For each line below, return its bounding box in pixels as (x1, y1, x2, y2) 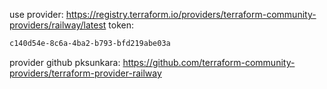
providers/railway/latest (9, 19, 107, 31)
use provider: (9, 9, 64, 20)
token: (108, 19, 135, 31)
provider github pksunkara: (9, 56, 121, 68)
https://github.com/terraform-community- (122, 56, 296, 68)
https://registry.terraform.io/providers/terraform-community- (65, 9, 317, 20)
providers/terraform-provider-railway (9, 67, 162, 79)
